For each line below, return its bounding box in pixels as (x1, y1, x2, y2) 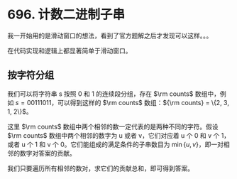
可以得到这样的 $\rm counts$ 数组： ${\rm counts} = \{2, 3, (57, 98, 229, 107)
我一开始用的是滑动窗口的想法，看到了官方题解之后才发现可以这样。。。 (7, 31, 213, 40)
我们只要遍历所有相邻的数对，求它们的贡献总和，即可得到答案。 (7, 164, 194, 173)
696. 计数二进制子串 (7, 6, 126, 23)
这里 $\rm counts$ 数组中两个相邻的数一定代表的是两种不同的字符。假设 (7, 122, 219, 131)
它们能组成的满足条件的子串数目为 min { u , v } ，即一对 (70, 140, 224, 148)
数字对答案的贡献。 (19, 148, 76, 157)
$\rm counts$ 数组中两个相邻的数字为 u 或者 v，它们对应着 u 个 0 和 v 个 (7, 131, 220, 139)
